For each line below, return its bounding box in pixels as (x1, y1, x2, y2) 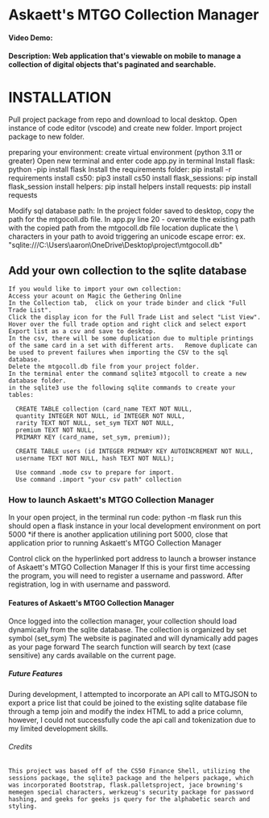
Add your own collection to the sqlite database (8, 264, 247, 278)
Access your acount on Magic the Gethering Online (8, 292, 182, 300)
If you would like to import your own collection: (8, 285, 182, 294)
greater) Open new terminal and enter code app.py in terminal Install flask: (8, 156, 255, 166)
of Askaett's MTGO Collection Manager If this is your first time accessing (8, 562, 250, 572)
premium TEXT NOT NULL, (15, 426, 95, 435)
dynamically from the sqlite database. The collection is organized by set (8, 624, 247, 634)
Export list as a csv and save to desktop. (8, 328, 157, 336)
